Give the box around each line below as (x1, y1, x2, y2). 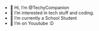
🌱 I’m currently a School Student (10, 15, 77, 21)
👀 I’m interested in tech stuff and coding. (10, 10, 94, 16)
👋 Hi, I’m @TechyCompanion (10, 5, 69, 10)
